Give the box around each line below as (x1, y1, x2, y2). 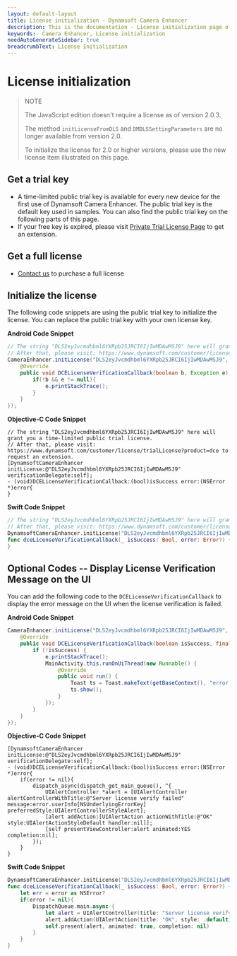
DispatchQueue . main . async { (32, 902, 115, 910)
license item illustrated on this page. (24, 153, 130, 161)
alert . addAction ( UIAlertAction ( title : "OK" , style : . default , (44, 916, 232, 923)
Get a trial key (7, 174, 69, 186)
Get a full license (7, 250, 83, 262)
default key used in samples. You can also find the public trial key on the (17, 207, 228, 216)
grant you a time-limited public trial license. (7, 435, 153, 442)
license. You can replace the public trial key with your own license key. (7, 316, 213, 324)
